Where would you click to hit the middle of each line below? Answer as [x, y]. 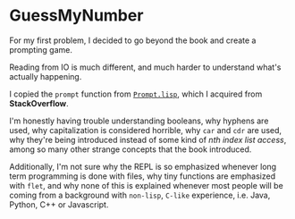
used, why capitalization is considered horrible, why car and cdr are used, [146, 130]
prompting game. [41, 49]
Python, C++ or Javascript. [59, 204]
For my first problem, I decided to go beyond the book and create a [133, 40]
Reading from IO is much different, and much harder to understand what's [145, 67]
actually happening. [46, 76]
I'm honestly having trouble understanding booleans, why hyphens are [139, 121]
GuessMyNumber [76, 16]
